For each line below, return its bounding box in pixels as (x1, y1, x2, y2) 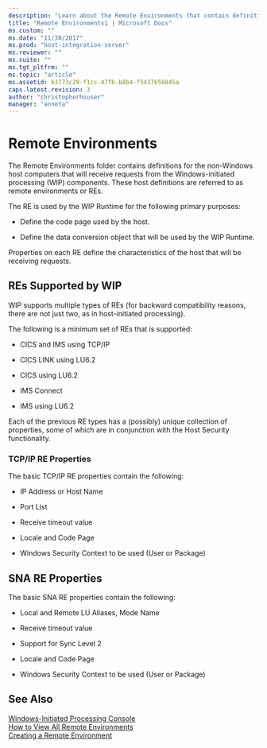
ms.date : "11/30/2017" (8, 33, 83, 42)
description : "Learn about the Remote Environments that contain (8, 11, 229, 20)
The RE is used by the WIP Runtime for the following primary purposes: (8, 202, 241, 211)
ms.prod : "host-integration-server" (8, 41, 130, 49)
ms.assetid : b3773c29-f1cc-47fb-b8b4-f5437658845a (8, 78, 180, 86)
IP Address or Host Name (19, 486, 103, 497)
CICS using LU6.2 (19, 370, 78, 380)
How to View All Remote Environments (8, 722, 133, 731)
